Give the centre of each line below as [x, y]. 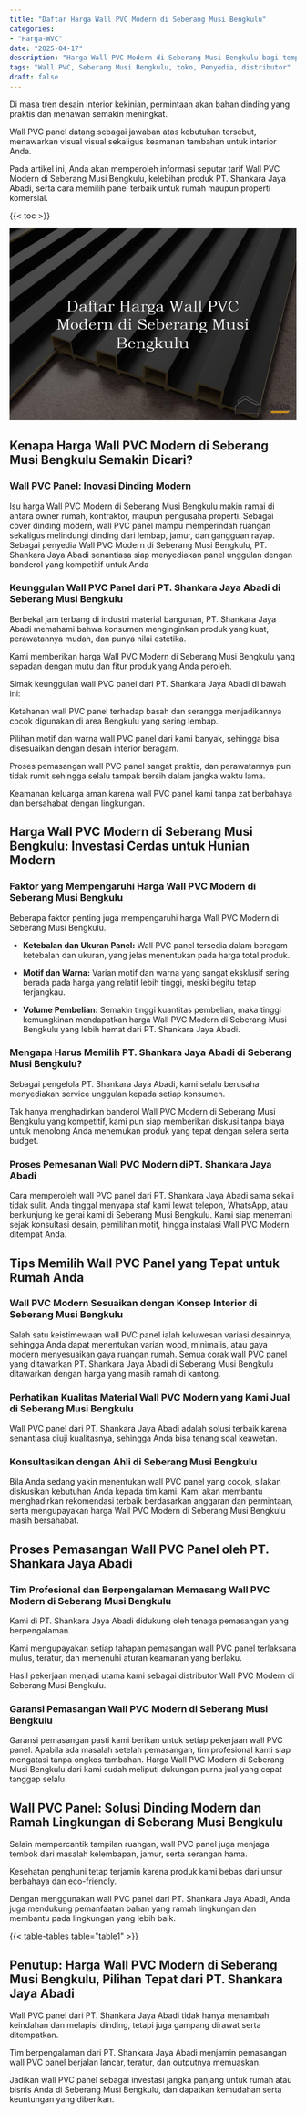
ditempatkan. [34, 2035]
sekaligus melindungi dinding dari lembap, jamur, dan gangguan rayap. [142, 535]
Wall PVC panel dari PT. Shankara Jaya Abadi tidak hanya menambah [139, 2015]
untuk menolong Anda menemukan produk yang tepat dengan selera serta [149, 1131]
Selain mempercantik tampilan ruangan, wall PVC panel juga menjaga [139, 1844]
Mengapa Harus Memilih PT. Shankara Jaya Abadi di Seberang [151, 1052]
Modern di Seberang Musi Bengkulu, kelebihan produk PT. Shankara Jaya [148, 178]
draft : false [34, 78]
